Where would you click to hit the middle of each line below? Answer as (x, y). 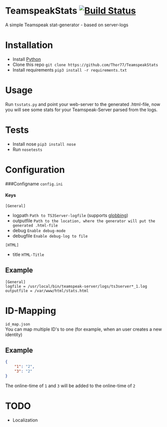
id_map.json (18, 324)
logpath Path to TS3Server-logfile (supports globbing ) (70, 215)
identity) (14, 334)
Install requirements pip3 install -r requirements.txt (70, 70)
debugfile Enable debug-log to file (50, 236)
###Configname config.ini (34, 184)
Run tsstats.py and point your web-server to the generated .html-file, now (83, 104)
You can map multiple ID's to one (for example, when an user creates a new (83, 329)
